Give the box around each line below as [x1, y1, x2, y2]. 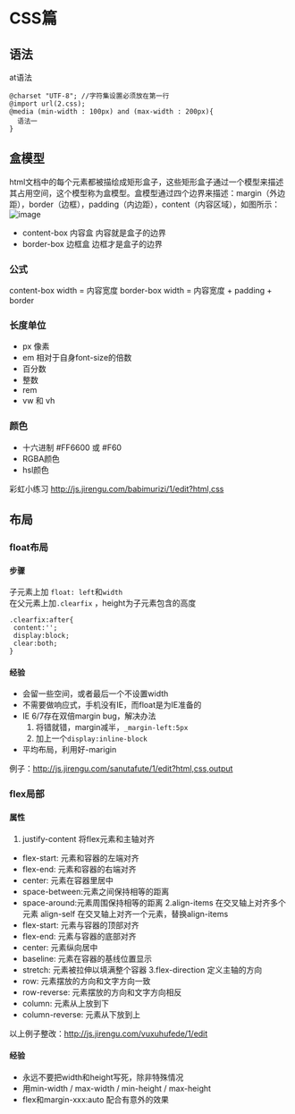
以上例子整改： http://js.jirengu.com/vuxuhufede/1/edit [9, 1028, 208, 1039]
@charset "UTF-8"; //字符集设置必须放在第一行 [9, 91, 170, 100]
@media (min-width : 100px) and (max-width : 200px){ [9, 107, 215, 116]
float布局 [9, 541, 49, 554]
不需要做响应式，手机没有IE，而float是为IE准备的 [21, 700, 202, 710]
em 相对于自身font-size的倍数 [21, 353, 132, 363]
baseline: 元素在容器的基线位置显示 [21, 953, 153, 964]
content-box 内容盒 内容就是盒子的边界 [21, 227, 167, 238]
